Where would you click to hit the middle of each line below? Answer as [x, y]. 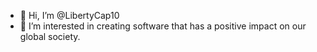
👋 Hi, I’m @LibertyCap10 [69, 15]
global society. [50, 36]
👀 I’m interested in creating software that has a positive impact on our [163, 26]
